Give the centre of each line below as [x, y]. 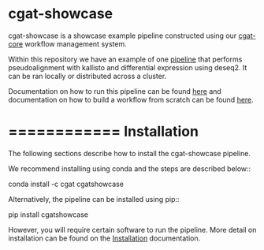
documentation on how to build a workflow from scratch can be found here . [131, 99]
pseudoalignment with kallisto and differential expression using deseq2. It [128, 67]
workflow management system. [76, 43]
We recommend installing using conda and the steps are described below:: [130, 168]
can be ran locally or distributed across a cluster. [87, 76]
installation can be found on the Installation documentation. [104, 238]
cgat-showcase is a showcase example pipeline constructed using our [123, 35]
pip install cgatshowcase [48, 215]
